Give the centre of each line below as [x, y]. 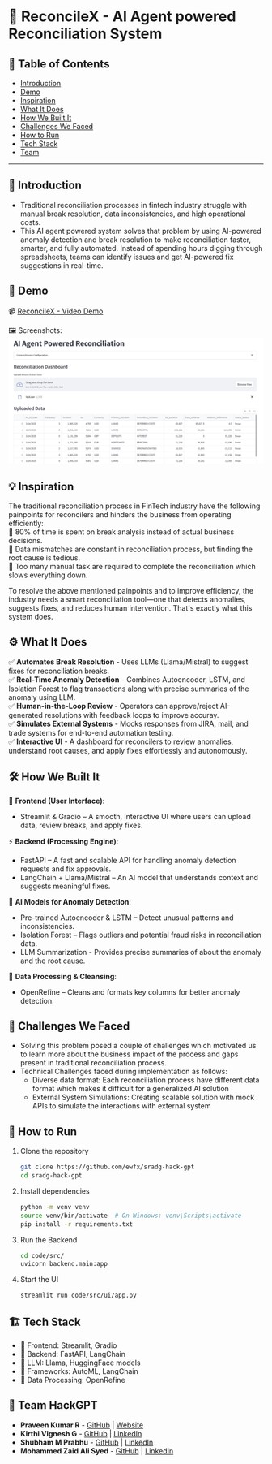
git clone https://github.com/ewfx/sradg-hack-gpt [107, 1167]
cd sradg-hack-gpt [51, 1176]
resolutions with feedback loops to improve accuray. [132, 715]
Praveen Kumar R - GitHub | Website [82, 1425]
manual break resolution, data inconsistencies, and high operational [133, 214]
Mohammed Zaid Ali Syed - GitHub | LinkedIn [97, 1451]
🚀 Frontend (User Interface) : [57, 801]
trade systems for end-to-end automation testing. [91, 732]
